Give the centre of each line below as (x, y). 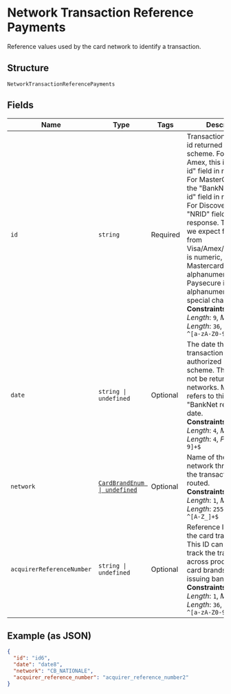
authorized (204, 361)
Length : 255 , (206, 508)
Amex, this (204, 162)
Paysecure (204, 283)
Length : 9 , (202, 317)
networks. (203, 387)
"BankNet (202, 404)
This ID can (205, 544)
